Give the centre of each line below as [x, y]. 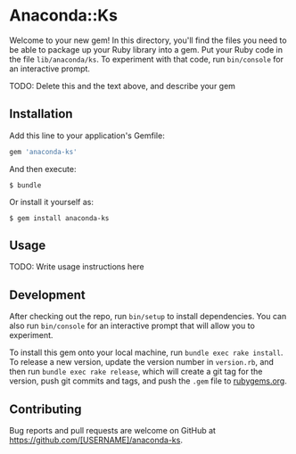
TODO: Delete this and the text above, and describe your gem [123, 86]
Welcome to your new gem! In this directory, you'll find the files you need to [148, 40]
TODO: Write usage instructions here [77, 267]
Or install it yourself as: [51, 202]
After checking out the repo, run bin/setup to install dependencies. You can [148, 317]
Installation [41, 114]
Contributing [45, 409]
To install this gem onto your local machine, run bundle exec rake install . [146, 352]
